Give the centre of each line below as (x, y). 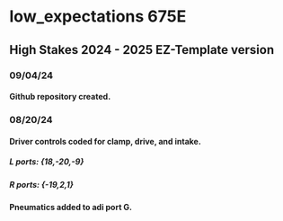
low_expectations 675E (98, 17)
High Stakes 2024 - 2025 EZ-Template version (142, 50)
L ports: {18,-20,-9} (47, 162)
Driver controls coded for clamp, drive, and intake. (106, 141)
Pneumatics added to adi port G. (71, 207)
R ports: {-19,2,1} (42, 184)
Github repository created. (60, 97)
